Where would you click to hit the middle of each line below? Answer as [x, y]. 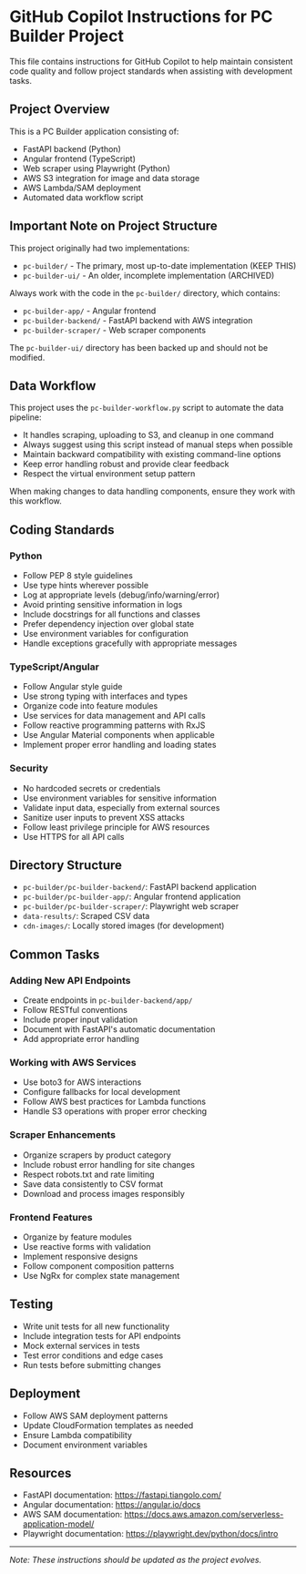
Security [29, 769]
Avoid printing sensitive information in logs [102, 605]
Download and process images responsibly [103, 1193]
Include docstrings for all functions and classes [111, 614]
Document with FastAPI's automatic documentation [119, 1029]
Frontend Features [51, 1217]
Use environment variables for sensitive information [119, 798]
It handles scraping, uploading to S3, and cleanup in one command [148, 435]
